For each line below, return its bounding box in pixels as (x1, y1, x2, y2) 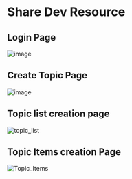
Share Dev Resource (7, 4, 126, 20)
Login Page (7, 32, 56, 43)
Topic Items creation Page (7, 146, 122, 158)
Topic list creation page (7, 108, 110, 120)
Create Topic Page (7, 70, 88, 81)
